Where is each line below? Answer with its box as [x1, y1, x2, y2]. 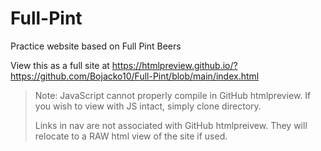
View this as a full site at [10, 59, 110, 71]
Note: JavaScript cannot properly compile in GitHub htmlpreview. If [34, 89, 312, 101]
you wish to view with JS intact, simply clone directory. [34, 100, 262, 112]
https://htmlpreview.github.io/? [111, 59, 238, 71]
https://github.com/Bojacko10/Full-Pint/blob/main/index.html [10, 70, 260, 82]
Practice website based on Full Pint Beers [10, 40, 182, 52]
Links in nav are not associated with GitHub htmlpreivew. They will [34, 119, 308, 131]
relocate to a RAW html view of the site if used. [34, 130, 228, 142]
